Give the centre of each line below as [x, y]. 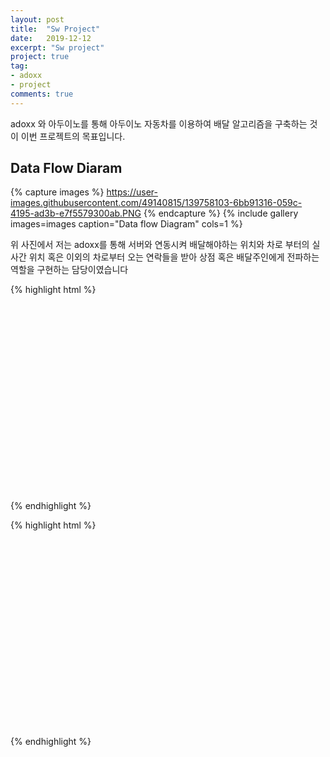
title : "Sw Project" [55, 29]
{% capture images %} [57, 192]
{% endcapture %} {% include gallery [221, 213]
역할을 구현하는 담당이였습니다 [69, 270]
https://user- [132, 192]
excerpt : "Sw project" [57, 47]
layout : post [37, 19]
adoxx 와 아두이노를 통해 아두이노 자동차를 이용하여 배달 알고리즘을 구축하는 [159, 123]
